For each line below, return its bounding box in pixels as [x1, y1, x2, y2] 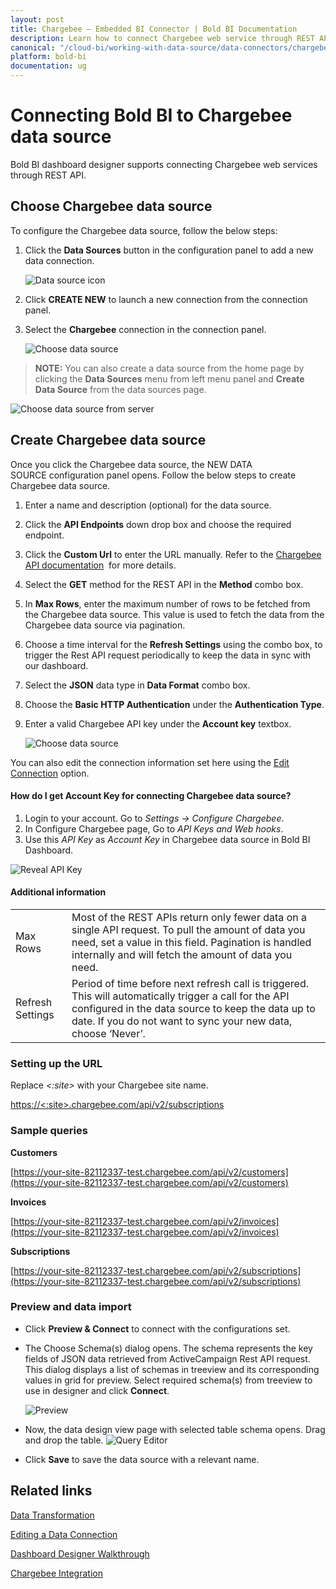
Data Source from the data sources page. [34, 383, 207, 395]
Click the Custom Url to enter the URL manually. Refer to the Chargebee [24, 548, 322, 560]
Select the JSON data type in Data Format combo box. [24, 679, 251, 691]
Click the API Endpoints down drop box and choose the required [24, 518, 292, 530]
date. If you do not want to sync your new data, [71, 1014, 293, 1028]
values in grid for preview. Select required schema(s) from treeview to [24, 1374, 313, 1386]
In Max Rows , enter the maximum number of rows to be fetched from [24, 597, 311, 610]
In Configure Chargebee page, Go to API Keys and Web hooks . [24, 822, 284, 835]
